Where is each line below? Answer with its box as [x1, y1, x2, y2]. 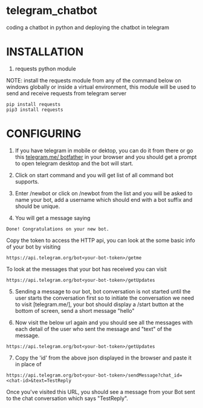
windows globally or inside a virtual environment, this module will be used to [6, 83, 196, 90]
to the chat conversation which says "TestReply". [6, 395, 129, 402]
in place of [14, 360, 42, 367]
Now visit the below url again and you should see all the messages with [14, 319, 193, 326]
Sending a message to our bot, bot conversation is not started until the [14, 287, 191, 295]
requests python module [14, 65, 77, 72]
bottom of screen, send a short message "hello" [14, 307, 135, 314]
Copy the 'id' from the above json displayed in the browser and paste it [14, 354, 192, 361]
